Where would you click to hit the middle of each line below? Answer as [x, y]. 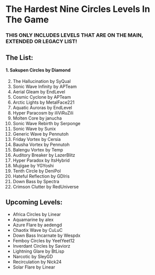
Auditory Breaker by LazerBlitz [44, 155]
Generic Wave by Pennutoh [41, 134]
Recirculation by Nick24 [37, 262]
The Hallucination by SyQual [42, 81]
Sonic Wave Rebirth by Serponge [47, 123]
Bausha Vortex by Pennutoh [41, 144]
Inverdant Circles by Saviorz [42, 246]
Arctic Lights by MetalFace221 [44, 102]
